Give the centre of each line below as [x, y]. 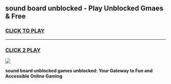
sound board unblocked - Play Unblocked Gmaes [84, 8]
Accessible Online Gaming [34, 76]
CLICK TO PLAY [25, 31]
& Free [16, 17]
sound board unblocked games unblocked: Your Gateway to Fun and [79, 70]
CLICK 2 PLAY [23, 50]
